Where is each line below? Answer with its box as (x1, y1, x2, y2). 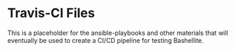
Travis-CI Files (7, 5, 95, 21)
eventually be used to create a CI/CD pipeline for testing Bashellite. (7, 36, 204, 44)
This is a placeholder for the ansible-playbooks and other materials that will (7, 28, 229, 37)
